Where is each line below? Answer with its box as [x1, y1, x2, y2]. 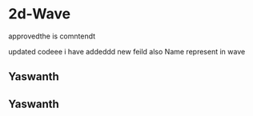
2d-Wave [8, 5, 70, 23]
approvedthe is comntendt [8, 31, 96, 41]
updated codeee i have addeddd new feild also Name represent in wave [8, 46, 246, 56]
